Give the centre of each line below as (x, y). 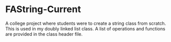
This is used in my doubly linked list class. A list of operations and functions (85, 28)
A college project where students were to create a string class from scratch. (86, 23)
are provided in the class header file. (44, 34)
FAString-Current (43, 9)
